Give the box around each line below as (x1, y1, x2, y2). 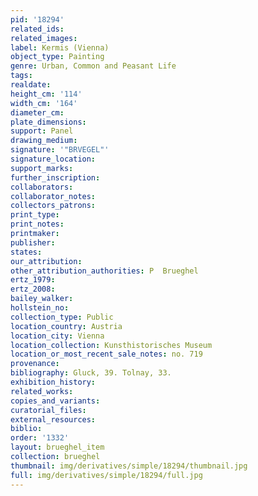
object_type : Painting (10, 52, 105, 62)
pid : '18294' (10, 14, 65, 25)
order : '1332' (10, 433, 70, 443)
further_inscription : (10, 172, 101, 183)
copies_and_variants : (10, 396, 101, 406)
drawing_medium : (10, 136, 78, 146)
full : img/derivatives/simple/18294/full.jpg (10, 470, 203, 480)
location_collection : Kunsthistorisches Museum (10, 340, 213, 350)
